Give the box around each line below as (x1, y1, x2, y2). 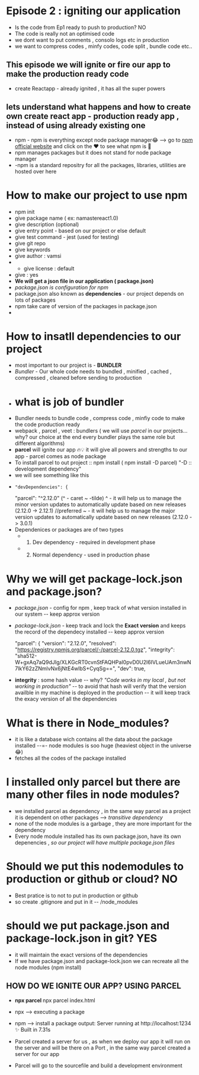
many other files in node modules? (6, 788, 180, 801)
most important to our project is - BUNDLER (14, 361, 122, 369)
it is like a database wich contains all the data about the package (14, 736, 173, 743)
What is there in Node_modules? (6, 716, 170, 730)
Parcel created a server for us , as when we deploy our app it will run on (14, 1038, 191, 1045)
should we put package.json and (6, 919, 170, 933)
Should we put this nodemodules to (6, 860, 184, 874)
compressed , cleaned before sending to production (14, 375, 142, 382)
